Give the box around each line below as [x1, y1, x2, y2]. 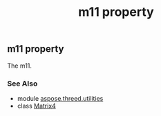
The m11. [7, 61, 32, 70]
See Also [7, 79, 38, 88]
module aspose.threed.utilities [17, 94, 104, 102]
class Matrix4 [17, 101, 57, 110]
